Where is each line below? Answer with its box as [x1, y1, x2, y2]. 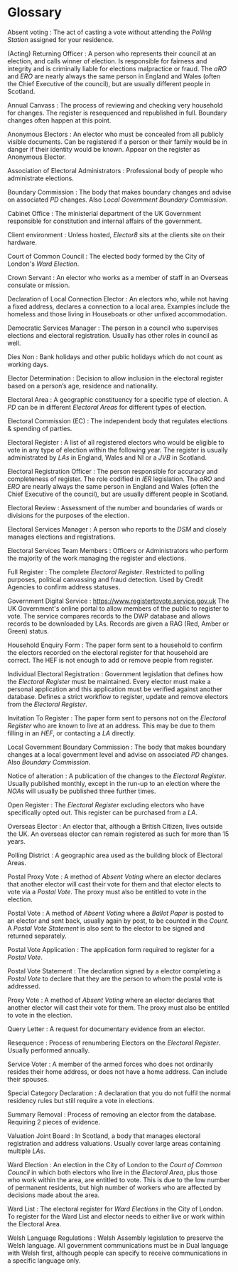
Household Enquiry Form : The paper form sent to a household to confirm [7, 641, 222, 649]
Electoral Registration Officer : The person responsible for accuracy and [7, 467, 218, 475]
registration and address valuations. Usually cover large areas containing [7, 1139, 221, 1147]
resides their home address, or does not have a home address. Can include [7, 1067, 227, 1076]
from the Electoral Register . [7, 700, 87, 708]
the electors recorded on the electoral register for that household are [7, 648, 209, 656]
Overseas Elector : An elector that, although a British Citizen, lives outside [7, 822, 223, 830]
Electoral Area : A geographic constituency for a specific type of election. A [7, 395, 229, 403]
